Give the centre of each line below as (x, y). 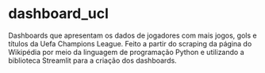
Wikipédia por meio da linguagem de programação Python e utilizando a (126, 52)
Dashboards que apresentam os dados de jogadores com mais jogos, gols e (132, 35)
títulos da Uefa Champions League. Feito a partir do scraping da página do (130, 43)
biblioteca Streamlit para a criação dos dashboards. (92, 60)
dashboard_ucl (59, 14)
